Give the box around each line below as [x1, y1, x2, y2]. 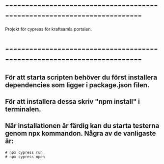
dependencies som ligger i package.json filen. [5, 81, 150, 89]
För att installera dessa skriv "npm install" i [5, 97, 140, 106]
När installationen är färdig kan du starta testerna [5, 122, 160, 130]
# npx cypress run [5, 150, 43, 155]
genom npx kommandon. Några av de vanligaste [5, 129, 156, 138]
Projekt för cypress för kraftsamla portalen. [5, 26, 92, 32]
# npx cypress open [5, 154, 45, 159]
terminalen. [5, 105, 42, 113]
